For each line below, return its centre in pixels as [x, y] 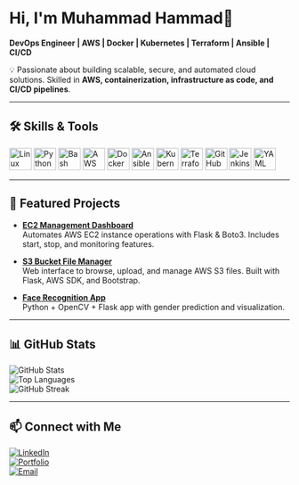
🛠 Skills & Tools [54, 127]
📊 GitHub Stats [53, 344]
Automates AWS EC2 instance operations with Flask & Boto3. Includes [151, 234]
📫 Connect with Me [65, 427]
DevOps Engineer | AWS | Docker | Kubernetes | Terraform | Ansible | [139, 43]
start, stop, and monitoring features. [88, 243]
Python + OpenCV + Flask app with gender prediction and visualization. [154, 307]
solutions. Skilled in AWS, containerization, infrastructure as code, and [141, 79]
